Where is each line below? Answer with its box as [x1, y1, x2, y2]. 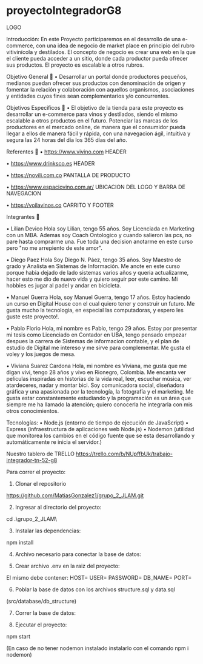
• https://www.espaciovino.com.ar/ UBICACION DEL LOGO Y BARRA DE [6, 183, 186, 190]
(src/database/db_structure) [6, 597, 77, 605]
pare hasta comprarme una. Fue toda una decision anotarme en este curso [6, 238, 193, 245]
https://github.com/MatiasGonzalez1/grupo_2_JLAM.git [6, 492, 144, 499]
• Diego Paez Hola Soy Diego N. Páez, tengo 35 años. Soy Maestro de [6, 256, 182, 263]
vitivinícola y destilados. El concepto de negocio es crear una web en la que [6, 48, 196, 55]
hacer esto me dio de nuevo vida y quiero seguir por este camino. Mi [6, 275, 178, 283]
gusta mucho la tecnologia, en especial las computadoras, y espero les [6, 306, 184, 314]
